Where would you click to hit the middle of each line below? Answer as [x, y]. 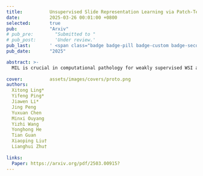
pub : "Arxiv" [37, 29]
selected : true [34, 23]
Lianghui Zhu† [29, 146]
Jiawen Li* [25, 102]
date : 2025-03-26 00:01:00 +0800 [62, 18]
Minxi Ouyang [28, 119]
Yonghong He [27, 130]
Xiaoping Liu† [29, 141]
